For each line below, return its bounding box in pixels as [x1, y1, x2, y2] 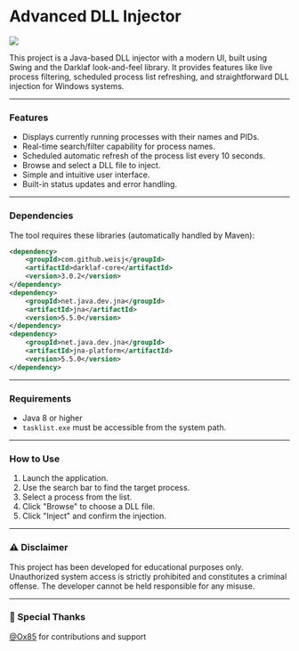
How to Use [9, 452, 61, 465]
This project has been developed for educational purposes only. [9, 561, 244, 572]
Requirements [9, 392, 72, 404]
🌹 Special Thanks [9, 611, 86, 623]
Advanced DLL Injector [9, 6, 182, 27]
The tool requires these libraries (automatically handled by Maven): [9, 230, 255, 240]
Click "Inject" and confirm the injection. [21, 510, 166, 522]
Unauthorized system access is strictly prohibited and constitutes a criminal [9, 571, 287, 582]
